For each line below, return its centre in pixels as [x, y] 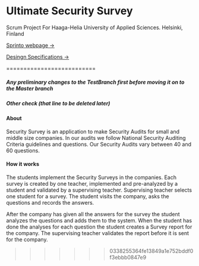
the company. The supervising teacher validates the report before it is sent [97, 233]
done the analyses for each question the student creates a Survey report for [99, 227]
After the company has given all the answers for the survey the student [93, 214]
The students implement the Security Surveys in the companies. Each [91, 177]
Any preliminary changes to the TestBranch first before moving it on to [95, 82]
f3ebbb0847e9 [128, 258]
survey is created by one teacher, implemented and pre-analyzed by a [92, 184]
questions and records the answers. [50, 203]
